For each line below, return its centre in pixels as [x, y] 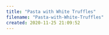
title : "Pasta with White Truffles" [51, 12]
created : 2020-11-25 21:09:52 [43, 23]
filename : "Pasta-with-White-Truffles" [55, 17]
